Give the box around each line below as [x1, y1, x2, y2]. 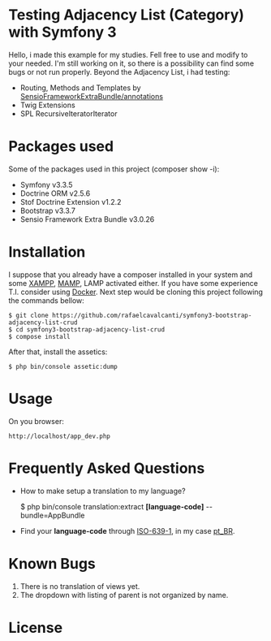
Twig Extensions [19, 100, 75, 110]
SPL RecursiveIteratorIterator [19, 108, 118, 119]
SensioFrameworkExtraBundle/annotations [19, 91, 164, 101]
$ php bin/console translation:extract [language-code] [19, 501, 204, 511]
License [8, 618, 63, 637]
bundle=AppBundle [19, 510, 85, 520]
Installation [8, 243, 86, 262]
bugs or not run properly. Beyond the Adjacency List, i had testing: [8, 67, 230, 76]
